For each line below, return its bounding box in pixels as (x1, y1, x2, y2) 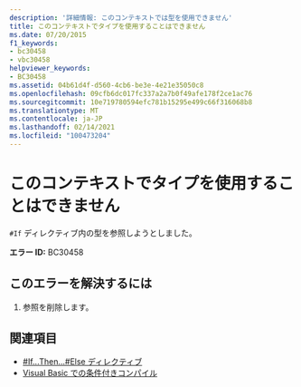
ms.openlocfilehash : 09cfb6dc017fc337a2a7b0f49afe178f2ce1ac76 (9, 89, 253, 98)
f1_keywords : (9, 38, 59, 48)
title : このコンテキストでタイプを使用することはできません (9, 22, 206, 31)
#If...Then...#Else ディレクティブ (22, 356, 143, 367)
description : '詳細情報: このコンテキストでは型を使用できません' (9, 13, 233, 23)
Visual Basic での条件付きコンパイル (22, 368, 158, 379)
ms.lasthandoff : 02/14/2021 (9, 123, 116, 132)
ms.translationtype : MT (9, 106, 99, 115)
